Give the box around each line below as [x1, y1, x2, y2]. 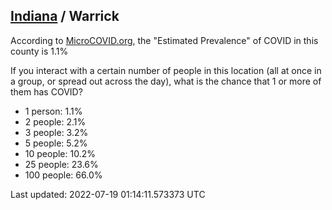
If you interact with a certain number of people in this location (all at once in [10, 64, 322, 76]
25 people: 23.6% [24, 158, 99, 170]
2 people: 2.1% [24, 115, 87, 128]
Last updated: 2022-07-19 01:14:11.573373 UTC [10, 188, 206, 200]
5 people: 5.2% [24, 137, 88, 149]
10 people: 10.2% [24, 147, 96, 159]
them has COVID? [10, 85, 83, 98]
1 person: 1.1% [24, 105, 83, 117]
